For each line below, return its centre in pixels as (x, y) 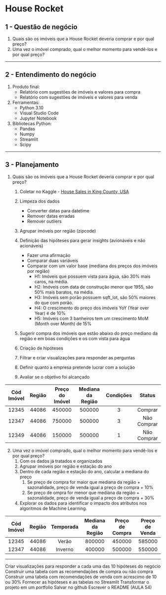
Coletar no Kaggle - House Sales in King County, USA (74, 192)
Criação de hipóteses (41, 348)
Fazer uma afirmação (49, 255)
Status (147, 395)
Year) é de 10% (50, 313)
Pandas (27, 129)
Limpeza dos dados (40, 201)
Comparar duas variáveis (52, 260)
